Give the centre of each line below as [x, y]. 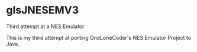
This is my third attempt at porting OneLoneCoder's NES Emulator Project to [98, 37]
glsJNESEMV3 [43, 10]
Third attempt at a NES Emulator [45, 26]
